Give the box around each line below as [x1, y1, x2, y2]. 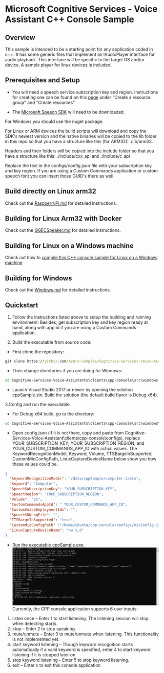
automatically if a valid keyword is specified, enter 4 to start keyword [12, 647, 151, 652]
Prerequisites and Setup [5, 76, 80, 84]
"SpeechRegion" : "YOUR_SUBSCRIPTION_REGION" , [9, 492, 104, 497]
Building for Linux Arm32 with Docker [5, 215, 122, 223]
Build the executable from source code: [12, 339, 92, 345]
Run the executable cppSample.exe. [12, 542, 85, 548]
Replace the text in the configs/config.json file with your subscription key [5, 163, 152, 168]
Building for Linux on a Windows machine [5, 241, 134, 250]
